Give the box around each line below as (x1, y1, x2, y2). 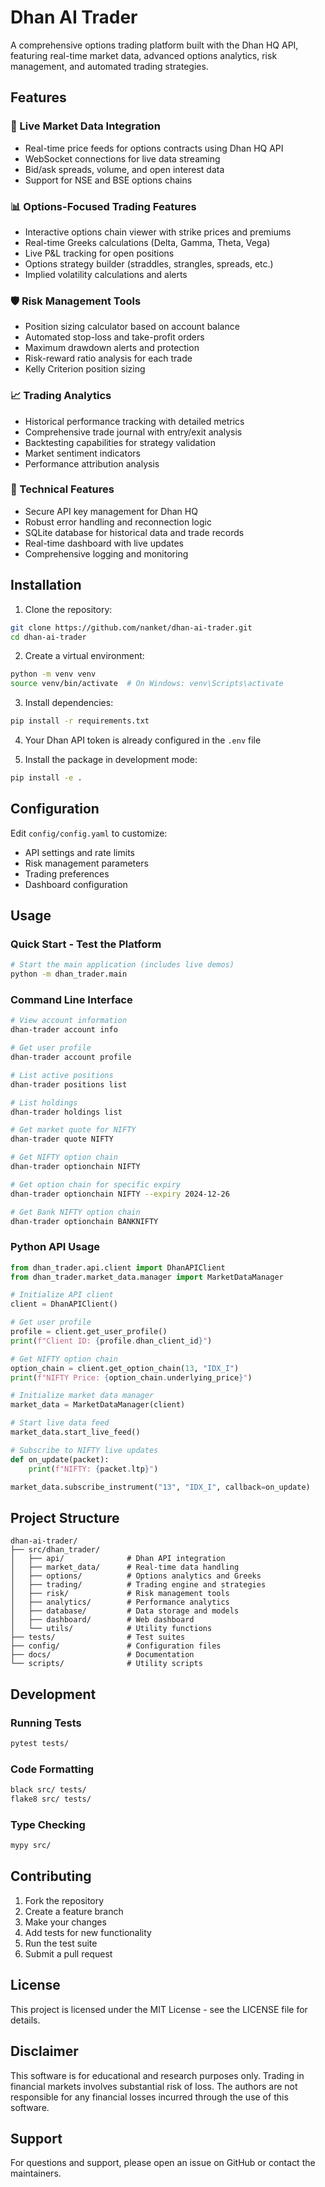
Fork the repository (24, 1894, 105, 1906)
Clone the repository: (24, 603, 113, 615)
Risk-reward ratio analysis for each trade (24, 352, 193, 365)
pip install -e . (10, 773, 83, 783)
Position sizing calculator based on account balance (24, 321, 240, 333)
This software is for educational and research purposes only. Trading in (10, 2069, 305, 2081)
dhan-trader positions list (10, 1079, 128, 1090)
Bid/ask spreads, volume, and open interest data (24, 163, 225, 175)
